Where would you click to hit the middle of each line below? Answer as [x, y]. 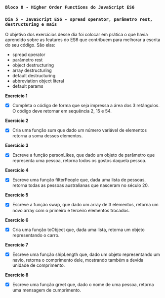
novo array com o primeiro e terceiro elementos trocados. [71, 210]
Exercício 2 [17, 120]
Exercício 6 [17, 220]
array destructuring [32, 70]
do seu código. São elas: [30, 45]
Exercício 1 [17, 96]
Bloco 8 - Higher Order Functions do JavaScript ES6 [70, 7]
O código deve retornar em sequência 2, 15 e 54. [62, 111]
